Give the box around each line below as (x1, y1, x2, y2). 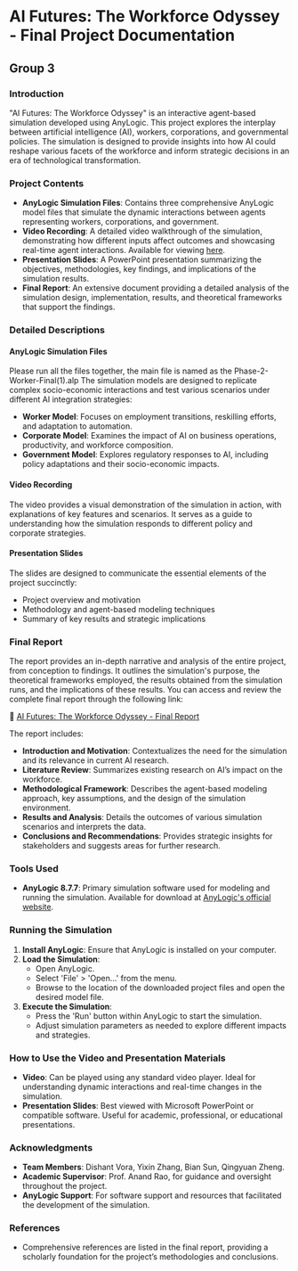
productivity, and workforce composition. (21, 439, 173, 451)
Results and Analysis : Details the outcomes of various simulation (21, 812, 262, 822)
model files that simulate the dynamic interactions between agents (21, 207, 266, 217)
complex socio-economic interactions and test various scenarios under (9, 385, 270, 396)
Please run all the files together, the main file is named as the (9, 365, 233, 376)
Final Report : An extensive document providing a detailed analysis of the (21, 283, 290, 293)
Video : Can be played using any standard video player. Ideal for (21, 1071, 256, 1082)
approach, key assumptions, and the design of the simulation (21, 793, 246, 803)
